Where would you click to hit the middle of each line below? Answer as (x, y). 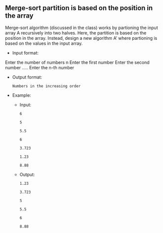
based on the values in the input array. (44, 43)
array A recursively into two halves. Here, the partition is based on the (76, 33)
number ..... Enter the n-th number (40, 67)
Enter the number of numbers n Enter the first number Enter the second (77, 62)
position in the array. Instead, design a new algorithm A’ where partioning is (81, 38)
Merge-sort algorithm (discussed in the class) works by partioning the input (81, 28)
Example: (22, 95)
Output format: (27, 77)
